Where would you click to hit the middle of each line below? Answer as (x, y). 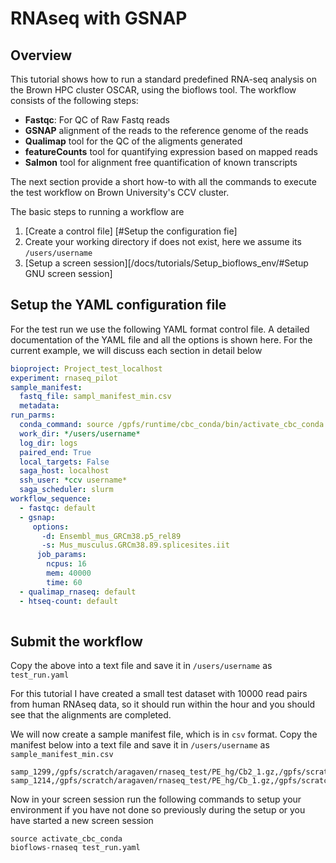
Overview (41, 55)
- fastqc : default (58, 508)
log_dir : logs (48, 443)
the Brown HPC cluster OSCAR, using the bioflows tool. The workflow (153, 90)
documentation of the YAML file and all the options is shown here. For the (161, 339)
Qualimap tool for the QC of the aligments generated (133, 141)
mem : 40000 (69, 573)
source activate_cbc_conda (66, 839)
